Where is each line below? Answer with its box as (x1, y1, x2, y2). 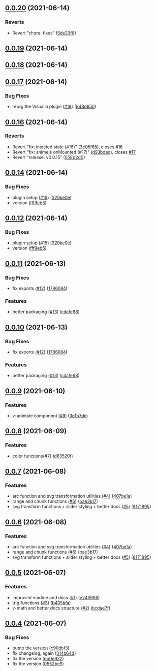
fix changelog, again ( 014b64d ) (12, 650, 76, 656)
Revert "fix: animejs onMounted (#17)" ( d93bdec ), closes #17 (12, 149, 136, 155)
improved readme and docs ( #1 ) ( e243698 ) (12, 594, 100, 600)
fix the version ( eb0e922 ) (12, 656, 64, 662)
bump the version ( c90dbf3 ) (12, 645, 70, 651)
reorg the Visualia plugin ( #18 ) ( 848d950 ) (12, 103, 96, 110)
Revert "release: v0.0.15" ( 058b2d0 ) (12, 154, 85, 160)
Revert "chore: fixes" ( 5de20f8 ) (12, 30, 76, 36)
